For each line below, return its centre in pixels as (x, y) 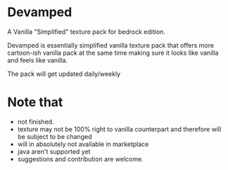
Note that (35, 102)
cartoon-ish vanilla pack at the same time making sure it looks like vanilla (113, 53)
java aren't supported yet (54, 151)
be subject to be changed (55, 136)
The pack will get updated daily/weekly (64, 74)
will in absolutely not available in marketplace (83, 144)
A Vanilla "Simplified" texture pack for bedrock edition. (86, 32)
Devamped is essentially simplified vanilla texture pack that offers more (111, 45)
